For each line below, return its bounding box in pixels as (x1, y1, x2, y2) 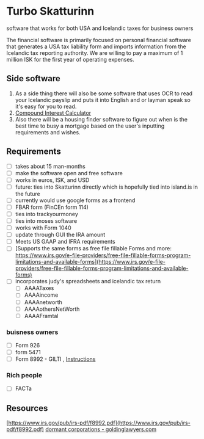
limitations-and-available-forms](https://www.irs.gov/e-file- (15, 258, 166, 266)
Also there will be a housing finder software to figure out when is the (15, 115, 188, 123)
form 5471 (15, 349, 41, 356)
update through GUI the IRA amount (15, 231, 106, 239)
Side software (6, 73, 60, 84)
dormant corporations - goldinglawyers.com (45, 426, 157, 433)
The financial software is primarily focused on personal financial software (6, 36, 191, 43)
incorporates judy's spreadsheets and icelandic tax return (15, 278, 161, 285)
